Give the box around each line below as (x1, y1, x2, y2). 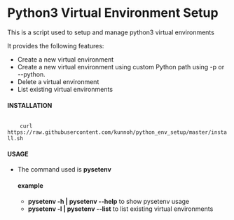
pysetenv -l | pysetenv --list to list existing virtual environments (27, 205, 214, 213)
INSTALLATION (7, 101, 53, 109)
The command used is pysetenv (17, 165, 112, 174)
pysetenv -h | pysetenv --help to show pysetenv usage (27, 197, 190, 205)
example (17, 181, 43, 190)
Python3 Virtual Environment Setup (7, 5, 219, 21)
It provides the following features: (7, 41, 104, 50)
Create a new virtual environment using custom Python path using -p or (17, 62, 225, 71)
